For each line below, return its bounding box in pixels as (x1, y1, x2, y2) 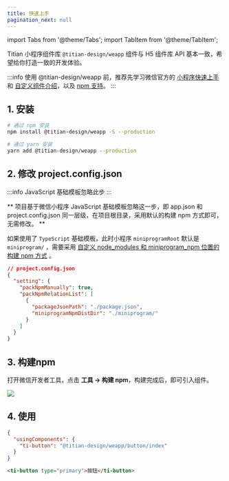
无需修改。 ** (7, 220, 45, 228)
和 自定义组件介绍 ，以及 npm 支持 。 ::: (7, 81, 116, 89)
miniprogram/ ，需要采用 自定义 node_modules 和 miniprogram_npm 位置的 (7, 242, 220, 251)
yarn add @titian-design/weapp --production (7, 147, 137, 154)
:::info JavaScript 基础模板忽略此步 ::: (7, 187, 112, 196)
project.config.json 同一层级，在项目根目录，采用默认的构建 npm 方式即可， (7, 211, 223, 219)
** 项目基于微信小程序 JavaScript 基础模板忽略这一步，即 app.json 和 (7, 202, 203, 211)
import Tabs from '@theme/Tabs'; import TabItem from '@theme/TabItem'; (7, 35, 219, 43)
